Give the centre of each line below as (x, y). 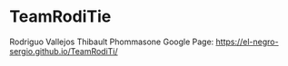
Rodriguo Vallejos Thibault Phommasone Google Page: (112, 42)
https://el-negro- (247, 42)
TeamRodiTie (60, 17)
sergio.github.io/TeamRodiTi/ (64, 51)
